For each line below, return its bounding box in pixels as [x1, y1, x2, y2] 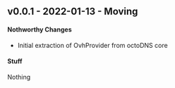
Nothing [7, 73, 31, 81]
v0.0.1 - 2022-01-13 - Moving [7, 6, 138, 18]
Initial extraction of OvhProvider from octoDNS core [17, 41, 168, 49]
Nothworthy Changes [7, 25, 72, 34]
